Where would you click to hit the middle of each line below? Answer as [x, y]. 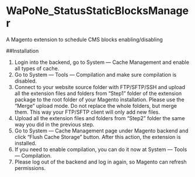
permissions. [30, 168]
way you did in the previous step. [54, 124]
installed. [25, 143]
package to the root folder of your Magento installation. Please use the [100, 99]
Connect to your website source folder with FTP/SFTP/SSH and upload [100, 87]
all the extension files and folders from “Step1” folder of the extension [98, 93]
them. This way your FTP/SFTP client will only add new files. [87, 112]
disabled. [25, 81]
